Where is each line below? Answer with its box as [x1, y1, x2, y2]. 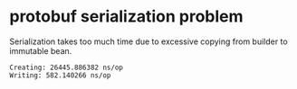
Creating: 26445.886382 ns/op [9, 63, 124, 72]
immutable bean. [9, 45, 72, 56]
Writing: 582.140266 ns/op [9, 70, 111, 80]
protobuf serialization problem [9, 6, 244, 27]
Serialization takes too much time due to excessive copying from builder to [9, 36, 288, 47]
